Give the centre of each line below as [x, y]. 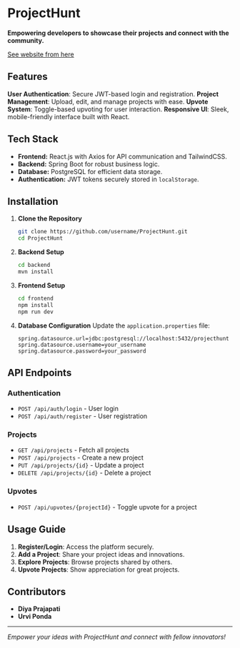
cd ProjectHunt [40, 238]
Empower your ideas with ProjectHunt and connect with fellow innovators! [117, 637]
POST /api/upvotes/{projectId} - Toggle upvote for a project [107, 507]
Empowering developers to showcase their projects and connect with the [119, 33]
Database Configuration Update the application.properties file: [114, 325]
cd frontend [35, 298]
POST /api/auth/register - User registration [82, 416]
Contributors [37, 591]
